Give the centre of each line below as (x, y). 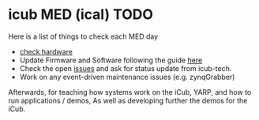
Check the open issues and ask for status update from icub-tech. (126, 68)
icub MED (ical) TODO (81, 15)
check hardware (46, 51)
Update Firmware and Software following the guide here (111, 60)
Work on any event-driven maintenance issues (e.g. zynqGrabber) (127, 77)
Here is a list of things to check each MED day (83, 36)
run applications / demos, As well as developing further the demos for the (128, 100)
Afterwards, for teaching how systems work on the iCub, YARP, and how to (130, 92)
